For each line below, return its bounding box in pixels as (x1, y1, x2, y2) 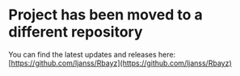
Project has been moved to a (8, 6, 204, 24)
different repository (8, 23, 143, 41)
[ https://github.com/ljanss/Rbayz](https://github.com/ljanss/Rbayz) (8, 58, 232, 68)
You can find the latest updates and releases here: (8, 49, 176, 59)
